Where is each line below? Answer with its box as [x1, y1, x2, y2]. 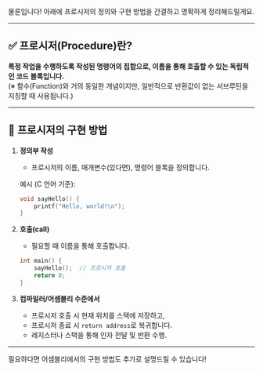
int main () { [19, 257, 63, 265]
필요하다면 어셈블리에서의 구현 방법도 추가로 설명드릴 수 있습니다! [8, 354, 207, 363]
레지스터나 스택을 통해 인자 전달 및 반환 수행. [31, 330, 167, 340]
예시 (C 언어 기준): [19, 179, 76, 188]
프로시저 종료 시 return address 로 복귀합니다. [31, 320, 173, 329]
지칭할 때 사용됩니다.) [8, 91, 74, 100]
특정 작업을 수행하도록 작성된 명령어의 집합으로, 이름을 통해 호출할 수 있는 [8, 61, 229, 71]
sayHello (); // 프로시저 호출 [34, 264, 126, 272]
